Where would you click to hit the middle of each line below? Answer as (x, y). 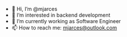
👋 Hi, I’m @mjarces (34, 9)
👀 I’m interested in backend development (61, 15)
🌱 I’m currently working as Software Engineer (66, 21)
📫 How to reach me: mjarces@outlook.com (64, 28)
